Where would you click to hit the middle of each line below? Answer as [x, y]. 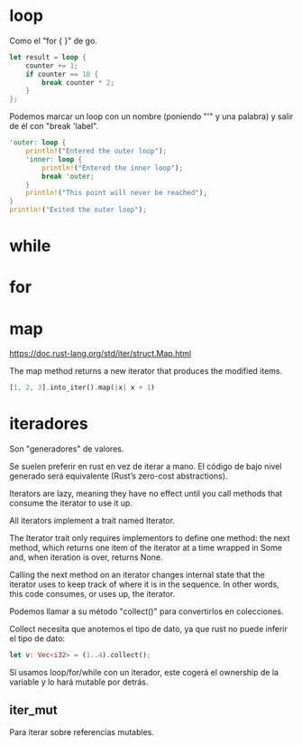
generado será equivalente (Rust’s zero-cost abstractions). [119, 476]
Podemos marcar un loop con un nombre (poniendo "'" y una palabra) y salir [151, 116]
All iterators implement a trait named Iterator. [92, 521]
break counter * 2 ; [78, 82]
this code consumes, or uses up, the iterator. [92, 594]
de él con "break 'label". [54, 126]
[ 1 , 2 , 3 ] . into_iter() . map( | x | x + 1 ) [82, 388]
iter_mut [33, 710]
